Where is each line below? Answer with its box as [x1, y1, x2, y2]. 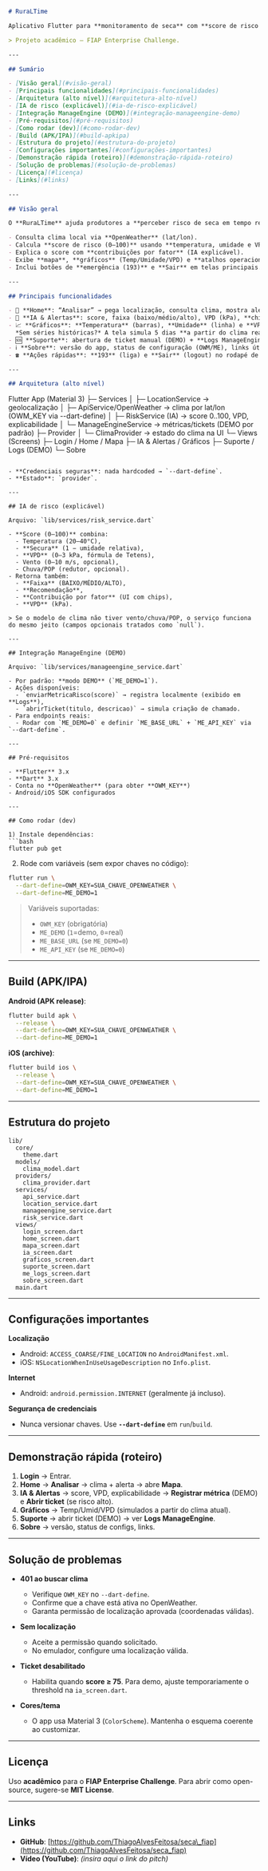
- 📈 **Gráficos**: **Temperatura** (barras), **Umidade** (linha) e [8, 322, 243, 330]
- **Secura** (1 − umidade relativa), [15, 544, 145, 552]
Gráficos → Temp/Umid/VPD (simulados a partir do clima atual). [19, 1505, 231, 1515]
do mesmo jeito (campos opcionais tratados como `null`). [8, 621, 205, 630]
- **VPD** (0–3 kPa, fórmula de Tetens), [15, 552, 156, 560]
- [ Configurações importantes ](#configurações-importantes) [8, 146, 213, 155]
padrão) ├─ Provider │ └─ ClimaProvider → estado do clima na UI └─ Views [8, 428, 258, 438]
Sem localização [19, 1621, 77, 1632]
